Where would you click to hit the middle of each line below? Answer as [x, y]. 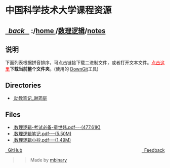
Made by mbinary [49, 160]
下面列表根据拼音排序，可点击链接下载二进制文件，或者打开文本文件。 [78, 63]
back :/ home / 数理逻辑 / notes [57, 31]
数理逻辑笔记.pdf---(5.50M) [43, 134]
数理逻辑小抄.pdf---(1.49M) [42, 140]
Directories [23, 85]
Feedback [154, 150]
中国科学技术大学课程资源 [59, 10]
